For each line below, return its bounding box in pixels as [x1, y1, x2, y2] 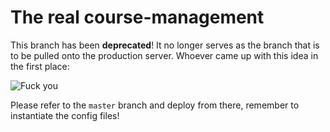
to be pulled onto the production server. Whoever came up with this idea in [10, 49, 319, 61]
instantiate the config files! [10, 109, 120, 121]
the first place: [10, 60, 70, 72]
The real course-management [10, 6, 265, 29]
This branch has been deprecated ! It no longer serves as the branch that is [10, 39, 320, 51]
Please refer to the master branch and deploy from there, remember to [10, 99, 300, 111]
